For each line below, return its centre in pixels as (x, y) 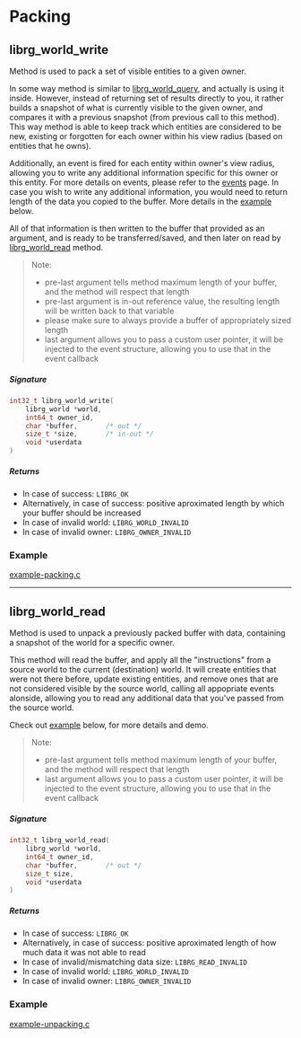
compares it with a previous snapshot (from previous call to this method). (144, 117)
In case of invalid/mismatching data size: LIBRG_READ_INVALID (135, 962)
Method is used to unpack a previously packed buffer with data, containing (147, 633)
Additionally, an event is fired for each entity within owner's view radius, (142, 163)
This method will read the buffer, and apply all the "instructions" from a (140, 660)
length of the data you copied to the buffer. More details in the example (141, 201)
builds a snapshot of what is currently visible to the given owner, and (136, 108)
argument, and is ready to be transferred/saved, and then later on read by (145, 238)
